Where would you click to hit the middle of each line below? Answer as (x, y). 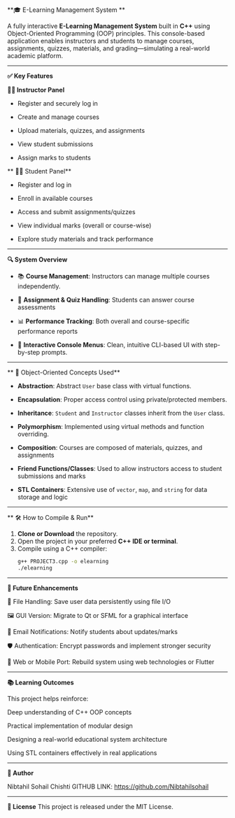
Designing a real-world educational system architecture (87, 739)
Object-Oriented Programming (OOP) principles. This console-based (106, 33)
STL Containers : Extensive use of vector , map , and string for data (112, 489)
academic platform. (35, 56)
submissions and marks (51, 476)
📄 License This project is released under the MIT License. (90, 806)
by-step (29, 352)
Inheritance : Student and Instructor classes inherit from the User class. (121, 413)
